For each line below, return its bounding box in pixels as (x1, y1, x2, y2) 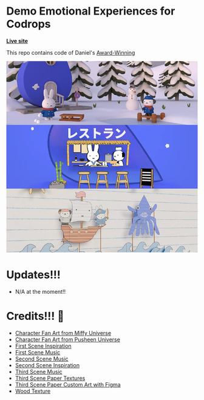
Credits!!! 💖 (6, 310, 65, 323)
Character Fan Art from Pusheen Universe (15, 336, 120, 343)
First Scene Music (15, 348, 61, 356)
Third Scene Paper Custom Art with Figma (15, 381, 121, 388)
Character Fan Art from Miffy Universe (15, 329, 111, 336)
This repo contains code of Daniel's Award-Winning (6, 49, 135, 56)
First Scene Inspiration (15, 342, 72, 350)
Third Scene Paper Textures (15, 375, 86, 382)
